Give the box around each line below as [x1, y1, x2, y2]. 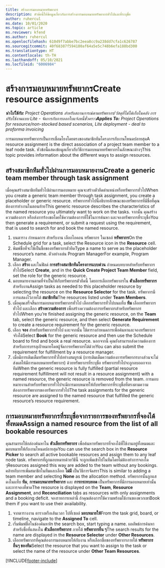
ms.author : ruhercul [5, 35, 48, 40]
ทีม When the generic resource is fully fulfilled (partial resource [12, 365, 138, 371]
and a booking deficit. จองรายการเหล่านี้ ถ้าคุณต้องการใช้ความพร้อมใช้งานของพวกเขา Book [5, 495, 160, 501]
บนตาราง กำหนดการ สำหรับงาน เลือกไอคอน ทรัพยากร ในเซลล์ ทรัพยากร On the [12, 234, 142, 241]
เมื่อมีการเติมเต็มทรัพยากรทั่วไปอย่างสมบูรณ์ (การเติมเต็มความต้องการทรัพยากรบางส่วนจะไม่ [12, 354, 159, 360]
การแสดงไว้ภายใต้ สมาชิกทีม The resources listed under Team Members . [12, 294, 147, 300]
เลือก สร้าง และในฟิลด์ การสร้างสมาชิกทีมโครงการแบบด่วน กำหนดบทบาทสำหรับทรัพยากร [12, 261, 155, 268]
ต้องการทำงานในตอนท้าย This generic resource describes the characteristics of [5, 203, 155, 209]
